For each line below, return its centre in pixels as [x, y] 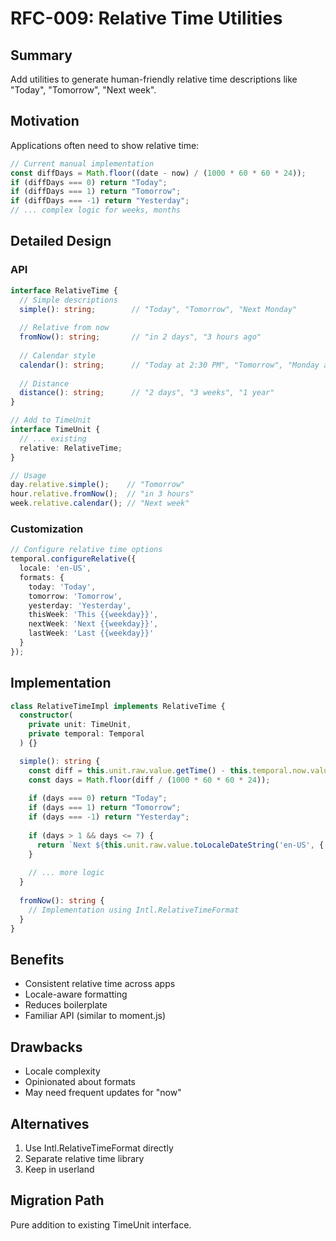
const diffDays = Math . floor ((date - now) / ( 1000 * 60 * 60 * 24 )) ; [158, 173]
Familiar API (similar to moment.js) [95, 1016]
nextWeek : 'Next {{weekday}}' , [93, 624]
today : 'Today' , [62, 587]
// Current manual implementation [82, 163]
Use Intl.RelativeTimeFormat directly [99, 1148]
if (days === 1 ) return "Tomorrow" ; [105, 808]
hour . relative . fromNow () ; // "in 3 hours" [102, 494]
